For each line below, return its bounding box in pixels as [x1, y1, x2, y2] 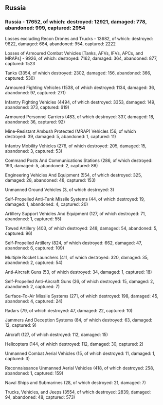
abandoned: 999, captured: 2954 [5, 24, 86, 31]
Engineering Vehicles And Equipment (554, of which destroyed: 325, [5, 172, 142, 178]
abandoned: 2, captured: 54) [5, 260, 63, 265]
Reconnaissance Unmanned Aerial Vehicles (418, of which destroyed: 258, [5, 365, 154, 371]
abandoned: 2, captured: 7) [5, 283, 60, 289]
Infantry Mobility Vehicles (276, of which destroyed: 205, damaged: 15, [5, 143, 147, 149]
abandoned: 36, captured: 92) [5, 119, 65, 124]
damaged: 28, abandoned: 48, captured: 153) [5, 177, 96, 183]
